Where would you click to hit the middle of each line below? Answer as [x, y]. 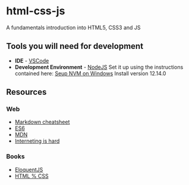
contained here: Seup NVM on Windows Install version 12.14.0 [90, 73]
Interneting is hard [37, 141]
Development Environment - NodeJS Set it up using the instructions [99, 67]
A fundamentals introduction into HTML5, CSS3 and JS [73, 27]
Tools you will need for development [75, 46]
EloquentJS [29, 169]
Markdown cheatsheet [42, 122]
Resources [26, 92]
